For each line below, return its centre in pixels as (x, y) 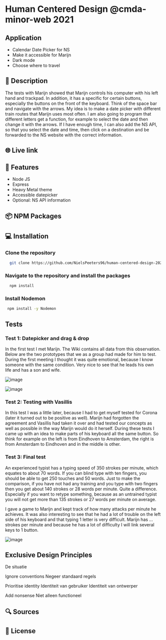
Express (21, 184)
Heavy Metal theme (32, 190)
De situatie (16, 567)
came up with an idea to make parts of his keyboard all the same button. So (82, 434)
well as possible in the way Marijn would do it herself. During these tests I (80, 428)
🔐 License (21, 631)
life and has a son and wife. (33, 370)
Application (23, 38)
